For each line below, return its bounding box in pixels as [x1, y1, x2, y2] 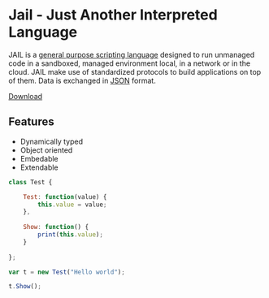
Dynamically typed [20, 136, 84, 146]
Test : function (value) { [23, 192, 107, 201]
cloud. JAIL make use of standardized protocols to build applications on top [8, 67, 262, 76]
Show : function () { [23, 223, 89, 231]
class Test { [8, 178, 53, 186]
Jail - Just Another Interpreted [8, 6, 218, 24]
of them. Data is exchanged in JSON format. [8, 76, 156, 85]
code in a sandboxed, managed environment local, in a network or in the [8, 58, 250, 68]
